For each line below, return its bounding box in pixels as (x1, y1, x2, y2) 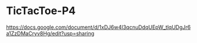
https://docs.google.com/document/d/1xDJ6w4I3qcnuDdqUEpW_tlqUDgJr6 (6, 24, 191, 31)
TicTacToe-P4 (6, 4, 76, 18)
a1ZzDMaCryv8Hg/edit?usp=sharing (6, 29, 94, 37)
